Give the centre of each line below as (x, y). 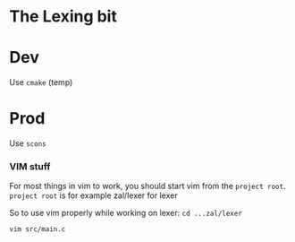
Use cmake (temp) (41, 82)
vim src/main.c (38, 229)
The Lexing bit (63, 17)
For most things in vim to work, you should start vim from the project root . (147, 186)
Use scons (28, 143)
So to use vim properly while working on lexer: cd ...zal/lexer (126, 213)
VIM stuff (30, 166)
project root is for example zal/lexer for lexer (93, 195)
